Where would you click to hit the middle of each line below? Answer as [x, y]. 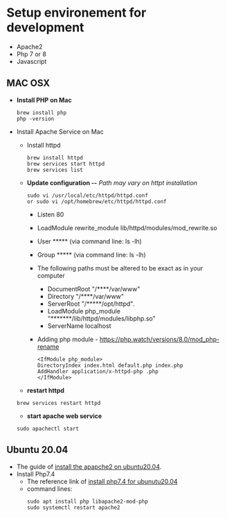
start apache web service [64, 416]
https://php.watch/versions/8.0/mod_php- [159, 339]
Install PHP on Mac [44, 100]
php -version [35, 119]
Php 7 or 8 [31, 54]
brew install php [42, 112]
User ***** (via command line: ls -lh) [90, 241]
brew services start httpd [66, 164]
